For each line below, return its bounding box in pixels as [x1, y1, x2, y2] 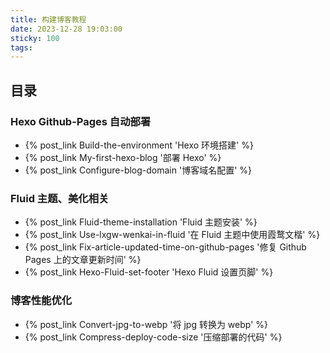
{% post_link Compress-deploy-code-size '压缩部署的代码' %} [24, 331, 283, 343]
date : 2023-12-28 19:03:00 [10, 24, 123, 34]
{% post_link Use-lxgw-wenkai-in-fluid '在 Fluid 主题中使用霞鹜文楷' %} [24, 229, 321, 241]
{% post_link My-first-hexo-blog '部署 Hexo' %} [24, 151, 222, 163]
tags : [10, 42, 33, 53]
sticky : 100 [10, 33, 60, 43]
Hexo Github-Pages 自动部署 [10, 114, 152, 128]
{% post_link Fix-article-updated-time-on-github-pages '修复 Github [24, 241, 307, 253]
